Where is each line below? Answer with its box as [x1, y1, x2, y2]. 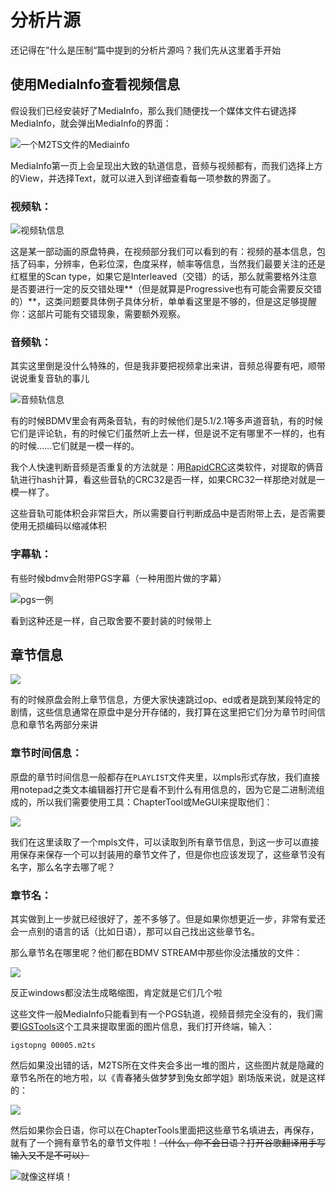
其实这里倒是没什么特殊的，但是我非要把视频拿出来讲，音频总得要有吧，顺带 [10, 360, 326, 372]
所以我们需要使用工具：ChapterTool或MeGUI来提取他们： [36, 796, 273, 808]
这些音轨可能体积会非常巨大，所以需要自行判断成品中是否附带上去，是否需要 [10, 507, 326, 520]
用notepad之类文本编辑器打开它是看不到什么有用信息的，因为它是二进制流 [10, 783, 317, 795]
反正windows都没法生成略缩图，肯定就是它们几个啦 [10, 987, 223, 999]
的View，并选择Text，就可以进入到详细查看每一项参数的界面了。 [10, 172, 277, 184]
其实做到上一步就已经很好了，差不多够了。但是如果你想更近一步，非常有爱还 [10, 913, 326, 925]
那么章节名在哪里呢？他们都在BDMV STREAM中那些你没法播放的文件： [10, 947, 303, 959]
